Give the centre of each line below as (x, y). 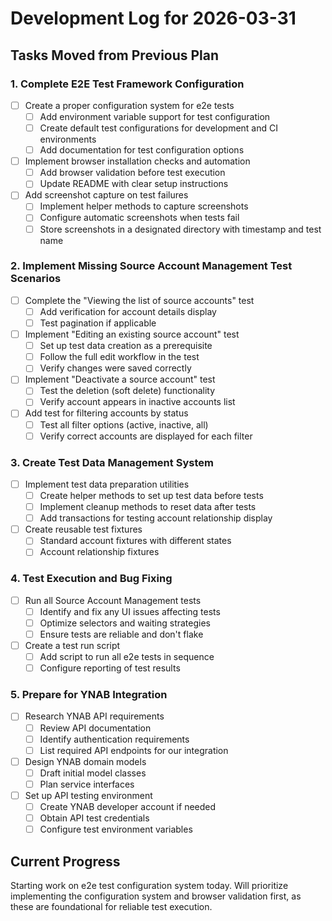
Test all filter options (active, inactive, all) (124, 424)
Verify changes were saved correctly (115, 368)
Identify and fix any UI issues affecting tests (130, 611)
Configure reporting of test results (110, 668)
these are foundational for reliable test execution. (111, 906)
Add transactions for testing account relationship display (156, 518)
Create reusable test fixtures (83, 529)
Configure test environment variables (116, 829)
